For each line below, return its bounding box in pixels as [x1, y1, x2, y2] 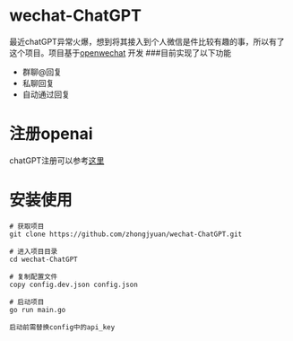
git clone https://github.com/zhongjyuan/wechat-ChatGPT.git [9, 230, 243, 239]
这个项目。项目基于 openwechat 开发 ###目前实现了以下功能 [9, 47, 231, 58]
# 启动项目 [9, 297, 45, 306]
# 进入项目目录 [9, 247, 58, 256]
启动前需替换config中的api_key [9, 322, 116, 332]
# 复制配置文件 [9, 272, 58, 281]
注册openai [9, 124, 93, 144]
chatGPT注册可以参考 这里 [9, 154, 105, 166]
